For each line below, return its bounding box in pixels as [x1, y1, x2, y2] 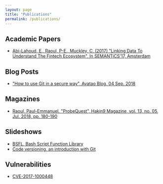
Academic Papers [5, 35, 61, 43]
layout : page [5, 7, 32, 12]
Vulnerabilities [5, 160, 51, 169]
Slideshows [5, 128, 42, 136]
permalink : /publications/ [5, 16, 61, 21]
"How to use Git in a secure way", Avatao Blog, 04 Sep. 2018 [12, 81, 136, 87]
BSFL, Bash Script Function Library [12, 140, 83, 146]
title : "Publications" [5, 12, 52, 17]
